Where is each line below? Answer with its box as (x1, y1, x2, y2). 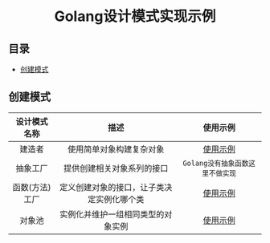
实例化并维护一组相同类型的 (59, 209, 165, 220)
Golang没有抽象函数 (182, 158, 249, 168)
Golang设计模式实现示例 (54, 7, 216, 26)
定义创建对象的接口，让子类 (59, 181, 165, 192)
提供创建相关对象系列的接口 (63, 162, 169, 173)
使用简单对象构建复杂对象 (67, 144, 165, 155)
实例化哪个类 (96, 193, 145, 205)
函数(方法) (12, 181, 51, 192)
